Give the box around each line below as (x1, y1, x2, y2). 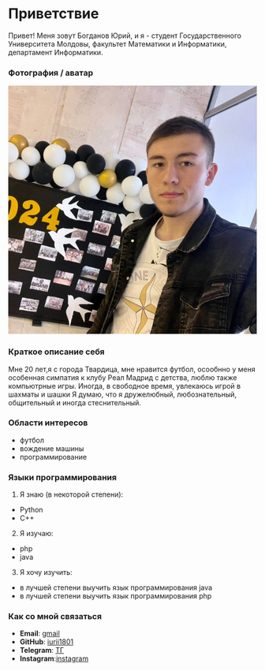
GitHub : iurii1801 (19, 637, 73, 647)
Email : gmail (19, 628, 61, 639)
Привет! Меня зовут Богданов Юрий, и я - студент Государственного (8, 31, 242, 40)
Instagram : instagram (19, 654, 89, 663)
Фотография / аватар (8, 67, 93, 78)
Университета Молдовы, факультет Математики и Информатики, (8, 39, 227, 48)
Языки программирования (8, 472, 117, 483)
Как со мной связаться (8, 611, 103, 622)
